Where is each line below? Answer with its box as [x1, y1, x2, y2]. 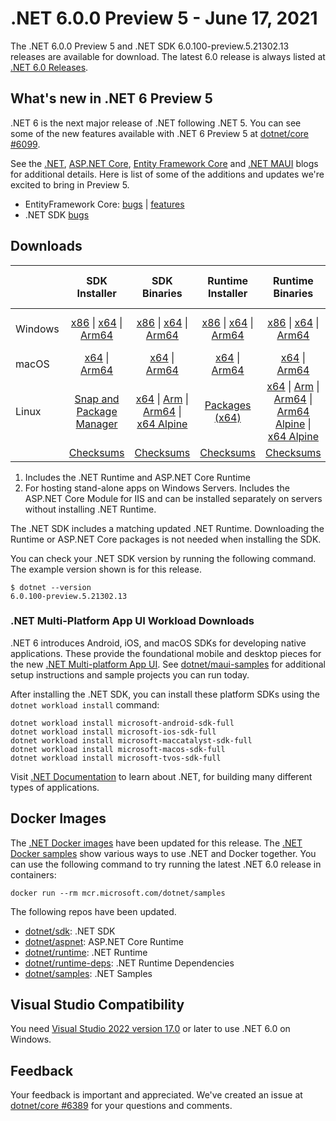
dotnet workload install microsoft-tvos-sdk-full [10, 753, 222, 763]
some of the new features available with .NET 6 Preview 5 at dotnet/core [10, 127, 310, 139]
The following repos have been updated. [10, 905, 177, 917]
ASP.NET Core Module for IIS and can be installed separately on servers [24, 492, 323, 504]
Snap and [74, 392, 120, 406]
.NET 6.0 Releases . [10, 61, 89, 73]
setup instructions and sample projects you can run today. [10, 668, 250, 681]
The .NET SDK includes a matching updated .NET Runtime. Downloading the [10, 522, 325, 534]
